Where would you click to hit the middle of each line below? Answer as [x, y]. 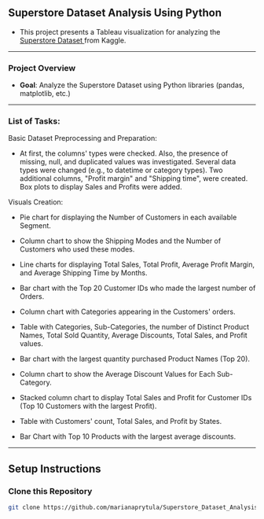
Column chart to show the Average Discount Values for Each [117, 374]
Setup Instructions [55, 468]
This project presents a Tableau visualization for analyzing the [120, 31]
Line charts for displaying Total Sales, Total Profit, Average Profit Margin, [137, 265]
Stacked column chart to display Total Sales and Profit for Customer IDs [136, 398]
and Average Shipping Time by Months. [83, 273]
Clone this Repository [50, 491]
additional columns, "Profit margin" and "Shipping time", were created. [134, 179]
